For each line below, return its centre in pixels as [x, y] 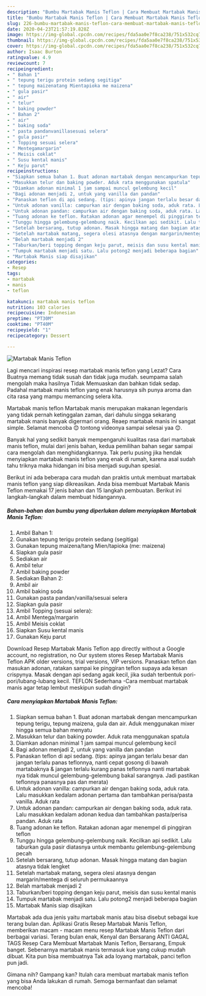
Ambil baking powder [42, 572]
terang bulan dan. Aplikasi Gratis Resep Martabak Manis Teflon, [87, 923]
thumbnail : [21, 40]
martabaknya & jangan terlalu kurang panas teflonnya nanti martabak [103, 769]
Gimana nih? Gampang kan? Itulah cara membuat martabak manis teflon [98, 974]
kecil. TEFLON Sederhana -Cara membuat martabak [123, 681]
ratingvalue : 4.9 [29, 57]
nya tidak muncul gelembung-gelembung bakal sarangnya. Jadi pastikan [107, 775]
